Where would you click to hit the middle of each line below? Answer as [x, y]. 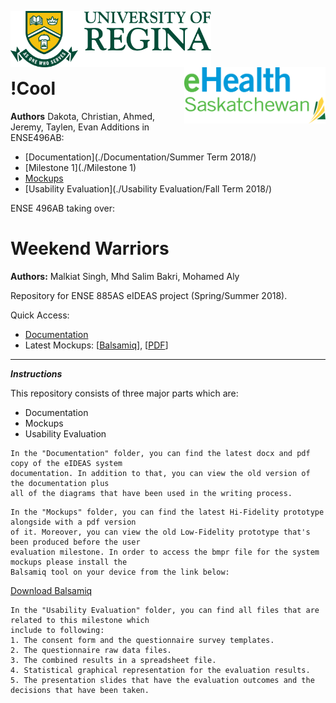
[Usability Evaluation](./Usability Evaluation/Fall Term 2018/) [148, 188]
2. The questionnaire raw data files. [91, 650]
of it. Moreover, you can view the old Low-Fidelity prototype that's [160, 532]
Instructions [36, 373]
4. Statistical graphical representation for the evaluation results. [160, 670]
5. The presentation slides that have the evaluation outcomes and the [162, 680]
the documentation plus [60, 483]
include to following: [57, 630]
